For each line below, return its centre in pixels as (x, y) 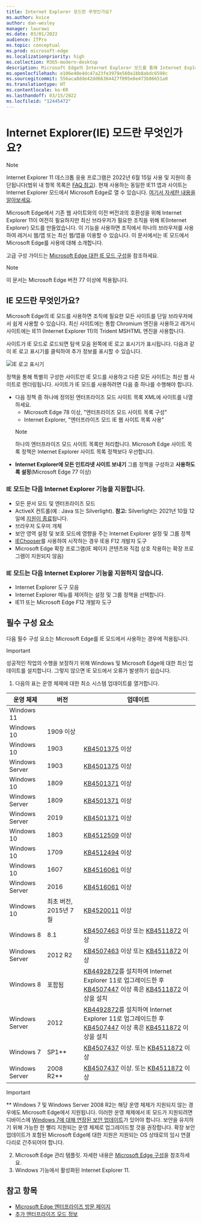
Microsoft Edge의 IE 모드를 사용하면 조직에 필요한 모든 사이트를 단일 (87, 316)
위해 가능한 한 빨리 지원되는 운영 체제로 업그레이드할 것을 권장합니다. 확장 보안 (104, 1127)
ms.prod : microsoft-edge (37, 51)
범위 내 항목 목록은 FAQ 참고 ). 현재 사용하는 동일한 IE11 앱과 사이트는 (107, 185)
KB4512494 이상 (108, 852)
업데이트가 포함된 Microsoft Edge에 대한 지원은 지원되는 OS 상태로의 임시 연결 (99, 1135)
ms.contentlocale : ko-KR (37, 90)
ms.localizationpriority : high (45, 56)
